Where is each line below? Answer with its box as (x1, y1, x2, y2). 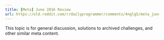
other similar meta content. (5, 30, 60, 36)
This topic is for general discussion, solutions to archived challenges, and (5, 25, 153, 31)
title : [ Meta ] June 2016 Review (5, 7, 71, 12)
